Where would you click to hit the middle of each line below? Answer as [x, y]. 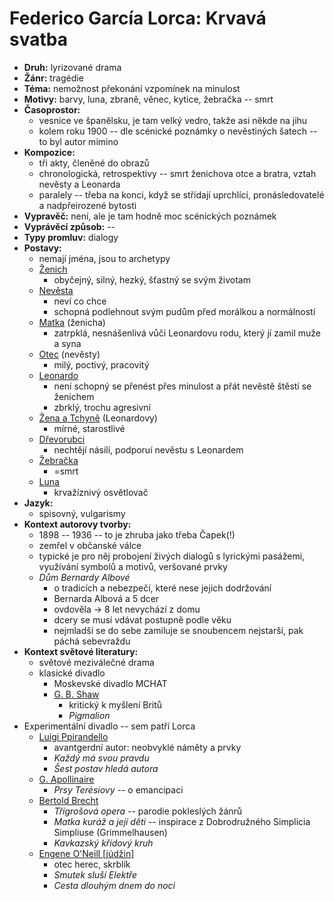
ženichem [74, 396]
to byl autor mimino [78, 141]
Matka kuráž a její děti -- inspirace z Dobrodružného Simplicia [182, 821]
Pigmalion [89, 715]
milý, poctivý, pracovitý [101, 364]
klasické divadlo [72, 673]
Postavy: [42, 248]
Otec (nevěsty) [69, 354]
